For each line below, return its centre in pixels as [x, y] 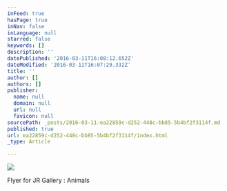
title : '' [21, 71]
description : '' [30, 52]
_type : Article [29, 142]
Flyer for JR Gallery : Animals [48, 181]
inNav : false [26, 26]
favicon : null [33, 116]
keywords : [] [26, 46]
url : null [27, 110]
